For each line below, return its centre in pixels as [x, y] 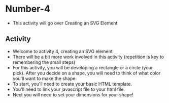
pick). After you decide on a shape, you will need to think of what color [87, 73]
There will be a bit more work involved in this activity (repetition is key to [88, 57]
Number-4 [28, 9]
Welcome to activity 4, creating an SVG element [62, 51]
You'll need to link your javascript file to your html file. [69, 89]
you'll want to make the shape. [45, 78]
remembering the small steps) [44, 62]
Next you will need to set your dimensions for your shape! [73, 94]
